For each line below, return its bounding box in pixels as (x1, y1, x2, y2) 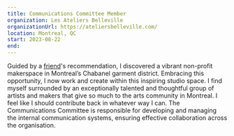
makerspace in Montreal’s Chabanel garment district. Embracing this (7, 69, 205, 77)
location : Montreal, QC (7, 29, 77, 37)
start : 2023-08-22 (7, 36, 61, 43)
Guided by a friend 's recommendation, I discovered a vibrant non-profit (7, 62, 213, 70)
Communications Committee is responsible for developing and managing (7, 106, 217, 114)
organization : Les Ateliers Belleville (7, 17, 124, 24)
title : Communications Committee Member (7, 10, 127, 17)
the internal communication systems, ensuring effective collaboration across (7, 114, 228, 122)
